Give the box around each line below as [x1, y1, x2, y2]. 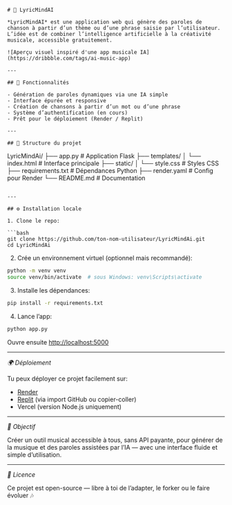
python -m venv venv [7, 267, 67, 274]
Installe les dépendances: [17, 286, 90, 294]
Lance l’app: [17, 312, 52, 320]
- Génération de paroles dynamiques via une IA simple [7, 91, 168, 98]
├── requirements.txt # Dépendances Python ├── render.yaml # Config [7, 167, 214, 174]
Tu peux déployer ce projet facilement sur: [7, 374, 128, 383]
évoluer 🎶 [7, 491, 35, 499]
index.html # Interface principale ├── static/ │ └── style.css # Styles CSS [7, 159, 220, 167]
